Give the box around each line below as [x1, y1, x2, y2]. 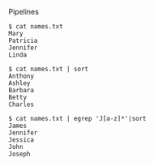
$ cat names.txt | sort [8, 65, 89, 73]
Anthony [8, 72, 35, 80]
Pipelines [8, 7, 39, 16]
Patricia [8, 36, 38, 45]
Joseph [8, 150, 31, 158]
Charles [8, 100, 35, 109]
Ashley [8, 79, 31, 87]
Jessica [8, 136, 35, 144]
